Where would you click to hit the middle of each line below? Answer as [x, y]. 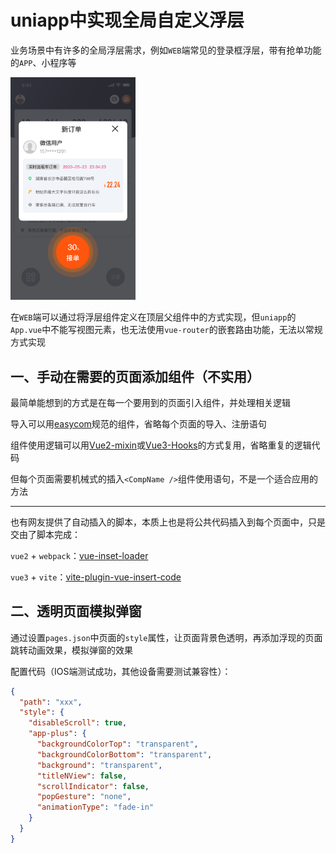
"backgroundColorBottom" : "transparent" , [124, 754]
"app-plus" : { [57, 734]
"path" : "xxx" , [51, 702]
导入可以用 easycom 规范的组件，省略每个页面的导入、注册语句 [138, 423]
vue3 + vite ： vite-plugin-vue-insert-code [96, 577]
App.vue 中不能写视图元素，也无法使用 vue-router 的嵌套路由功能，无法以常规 [166, 330]
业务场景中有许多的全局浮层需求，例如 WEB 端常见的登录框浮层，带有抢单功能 [166, 50]
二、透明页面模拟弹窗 [76, 611]
